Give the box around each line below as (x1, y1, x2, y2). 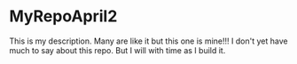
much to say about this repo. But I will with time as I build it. (9, 44, 226, 55)
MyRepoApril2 (9, 6, 118, 27)
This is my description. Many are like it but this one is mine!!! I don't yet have (9, 36, 288, 46)
